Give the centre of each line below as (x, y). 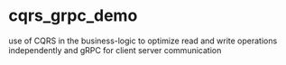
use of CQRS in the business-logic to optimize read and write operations (143, 41)
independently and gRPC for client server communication (115, 50)
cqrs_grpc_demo (73, 16)
